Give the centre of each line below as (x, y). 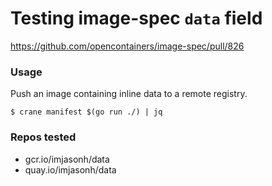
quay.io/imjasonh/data (70, 169)
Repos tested (43, 137)
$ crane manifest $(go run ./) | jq (86, 112)
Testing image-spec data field (136, 18)
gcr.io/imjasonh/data (67, 159)
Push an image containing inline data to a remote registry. (129, 94)
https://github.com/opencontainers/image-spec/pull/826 (127, 46)
